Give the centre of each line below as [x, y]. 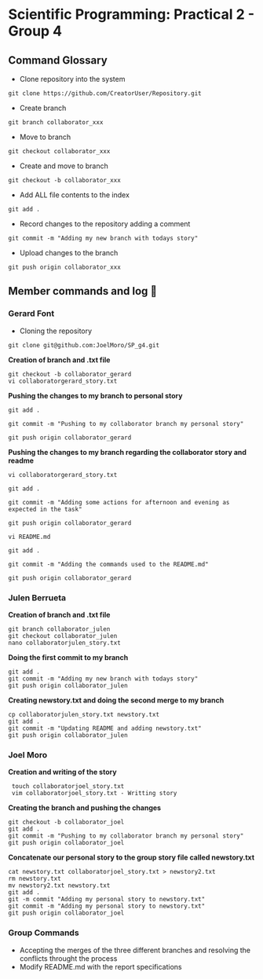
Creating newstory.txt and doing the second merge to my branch [116, 700]
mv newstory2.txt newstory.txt [59, 885]
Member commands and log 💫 [83, 291]
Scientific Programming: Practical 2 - [131, 15]
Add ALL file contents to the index [74, 195]
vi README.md [29, 537]
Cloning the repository [56, 331]
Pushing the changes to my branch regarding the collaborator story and [128, 452]
